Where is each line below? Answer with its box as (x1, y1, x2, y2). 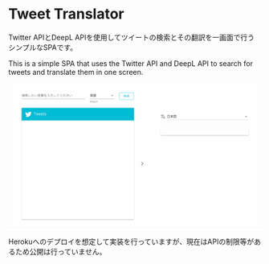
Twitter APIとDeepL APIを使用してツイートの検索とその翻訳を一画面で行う (8, 32, 255, 42)
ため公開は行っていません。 (14, 246, 107, 256)
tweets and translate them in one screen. (8, 67, 144, 76)
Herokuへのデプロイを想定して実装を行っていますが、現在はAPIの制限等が (8, 237, 255, 246)
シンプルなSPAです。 (8, 42, 78, 52)
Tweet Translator (8, 5, 124, 23)
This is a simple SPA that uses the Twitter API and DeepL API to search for (8, 58, 254, 68)
